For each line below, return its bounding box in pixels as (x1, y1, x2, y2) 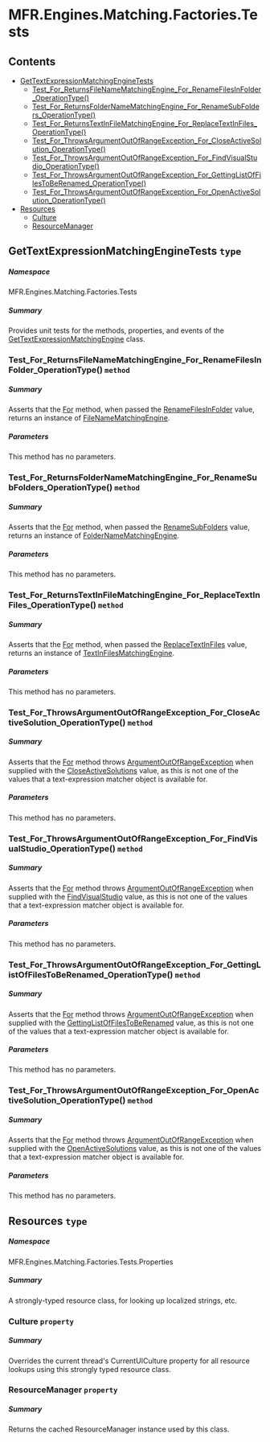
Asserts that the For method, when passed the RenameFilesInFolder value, (8, 404, 255, 415)
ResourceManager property (8, 1384, 118, 1395)
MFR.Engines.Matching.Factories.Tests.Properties (8, 1256, 174, 1267)
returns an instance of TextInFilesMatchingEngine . (8, 648, 175, 658)
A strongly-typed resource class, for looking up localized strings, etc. (8, 1296, 238, 1305)
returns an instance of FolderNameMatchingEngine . (8, 531, 179, 540)
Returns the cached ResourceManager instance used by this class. (8, 1424, 230, 1434)
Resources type (8, 1214, 88, 1227)
